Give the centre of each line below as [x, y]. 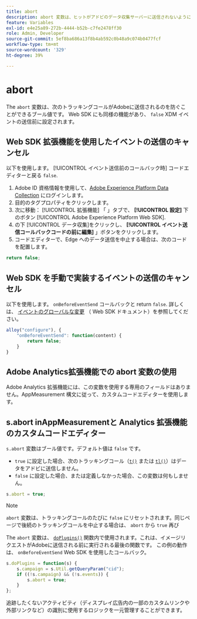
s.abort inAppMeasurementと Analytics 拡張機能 [97, 422]
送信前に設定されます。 [50, 121]
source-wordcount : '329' [36, 50]
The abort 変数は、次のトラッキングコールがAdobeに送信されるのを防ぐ [94, 107]
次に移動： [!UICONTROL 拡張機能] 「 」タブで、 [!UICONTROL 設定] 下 [101, 210]
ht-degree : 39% [25, 55]
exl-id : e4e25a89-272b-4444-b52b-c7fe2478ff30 [64, 28]
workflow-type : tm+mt [33, 45]
